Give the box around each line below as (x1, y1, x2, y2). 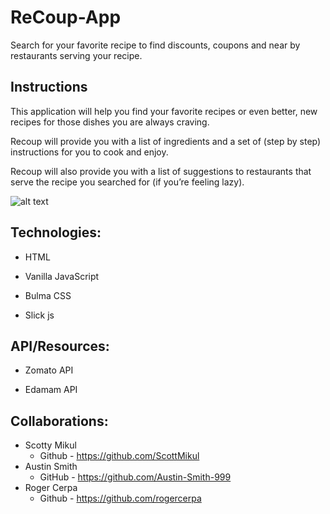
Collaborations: (10, 412, 109, 430)
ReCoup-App (10, 6, 122, 29)
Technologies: (10, 224, 102, 241)
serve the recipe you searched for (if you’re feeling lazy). (10, 176, 245, 188)
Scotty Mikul (24, 439, 77, 451)
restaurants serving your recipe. (10, 49, 143, 61)
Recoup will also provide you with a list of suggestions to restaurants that (10, 165, 312, 177)
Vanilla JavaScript (24, 270, 100, 282)
